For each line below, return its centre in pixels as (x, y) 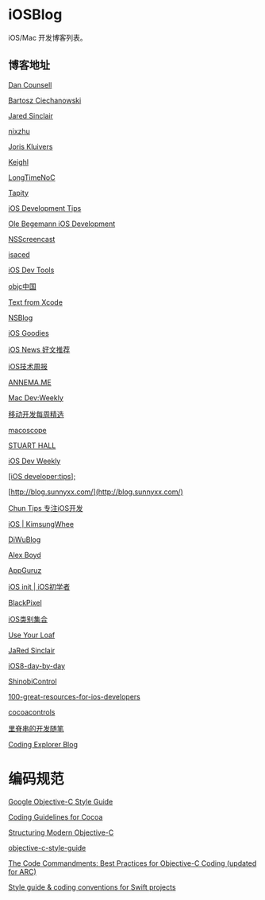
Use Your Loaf (32, 635)
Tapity (19, 193)
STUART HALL (32, 445)
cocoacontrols (32, 712)
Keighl (19, 162)
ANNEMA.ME (30, 382)
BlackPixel (25, 602)
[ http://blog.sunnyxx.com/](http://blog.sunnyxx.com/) (96, 492)
